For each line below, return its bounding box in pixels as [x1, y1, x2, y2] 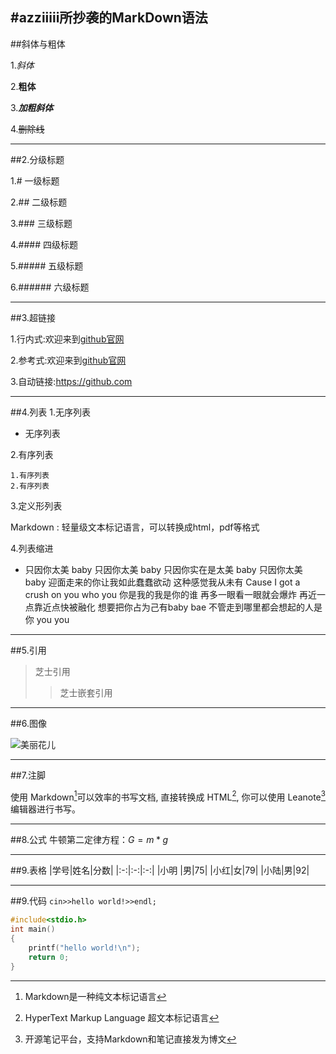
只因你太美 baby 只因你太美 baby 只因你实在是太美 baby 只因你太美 [24, 563, 303, 575]
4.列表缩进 [10, 542, 54, 554]
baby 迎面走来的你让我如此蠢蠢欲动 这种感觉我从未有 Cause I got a [24, 576, 301, 588]
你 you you [24, 613, 70, 625]
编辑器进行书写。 [10, 803, 81, 815]
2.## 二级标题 [10, 196, 68, 208]
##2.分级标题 [10, 153, 65, 165]
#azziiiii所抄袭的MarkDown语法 [10, 9, 208, 27]
